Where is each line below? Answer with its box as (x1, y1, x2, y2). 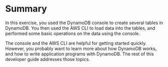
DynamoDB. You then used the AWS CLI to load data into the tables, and (5, 25, 155, 31)
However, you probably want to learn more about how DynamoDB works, (5, 45, 157, 51)
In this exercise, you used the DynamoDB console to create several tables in (5, 20, 163, 26)
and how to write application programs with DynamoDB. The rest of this (5, 51, 154, 57)
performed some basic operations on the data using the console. (5, 30, 140, 36)
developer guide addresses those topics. (5, 56, 90, 62)
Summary (5, 3, 47, 15)
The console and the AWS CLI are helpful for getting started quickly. (5, 40, 147, 46)
